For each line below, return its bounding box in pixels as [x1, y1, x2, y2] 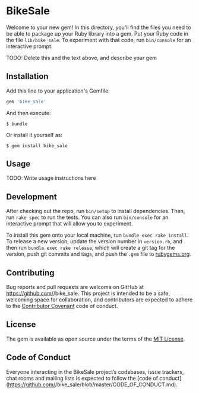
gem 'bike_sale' [6, 99, 46, 104]
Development [6, 192, 58, 202]
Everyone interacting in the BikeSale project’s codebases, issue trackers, [6, 368, 184, 375]
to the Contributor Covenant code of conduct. [6, 303, 118, 310]
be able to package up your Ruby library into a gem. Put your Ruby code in [6, 30, 189, 37]
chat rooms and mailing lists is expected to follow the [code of [6, 374, 159, 382]
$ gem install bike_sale [6, 142, 68, 149]
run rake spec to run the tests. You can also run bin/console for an [6, 214, 169, 221]
